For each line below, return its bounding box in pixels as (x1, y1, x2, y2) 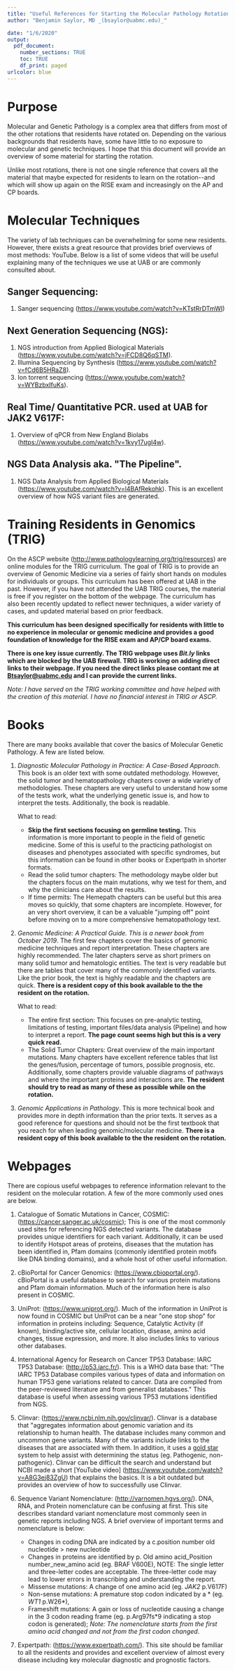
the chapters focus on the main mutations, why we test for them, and (27, 878, 227, 886)
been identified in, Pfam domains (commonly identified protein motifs (17, 1247, 217, 1256)
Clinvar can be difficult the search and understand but (55, 1458, 212, 1467)
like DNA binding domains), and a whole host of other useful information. (17, 1254, 228, 1263)
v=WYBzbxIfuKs (17, 380, 64, 390)
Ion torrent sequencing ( (17, 373, 87, 382)
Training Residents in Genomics (7, 517, 196, 532)
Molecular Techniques (7, 212, 140, 228)
